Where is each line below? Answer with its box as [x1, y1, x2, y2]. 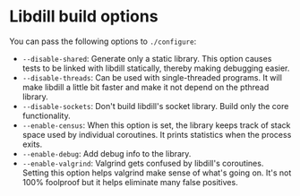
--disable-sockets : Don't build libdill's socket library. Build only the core [21, 100, 289, 111]
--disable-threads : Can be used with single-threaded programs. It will [21, 72, 282, 82]
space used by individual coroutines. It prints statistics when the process [21, 129, 292, 140]
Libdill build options [9, 6, 159, 27]
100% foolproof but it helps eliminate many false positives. [21, 176, 239, 187]
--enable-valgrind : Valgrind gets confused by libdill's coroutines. [21, 158, 264, 168]
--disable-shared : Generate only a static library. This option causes [21, 53, 272, 64]
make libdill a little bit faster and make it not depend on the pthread [21, 81, 270, 92]
